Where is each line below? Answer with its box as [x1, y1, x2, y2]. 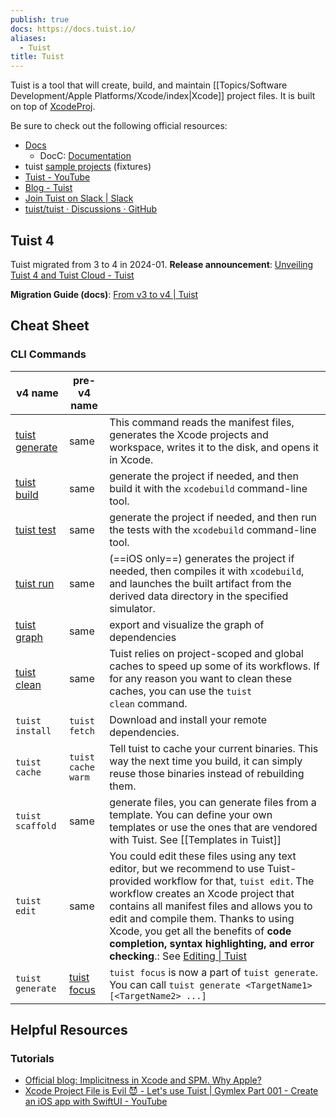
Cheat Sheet [10, 317, 90, 335]
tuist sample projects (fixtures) [24, 161, 152, 173]
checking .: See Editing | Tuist [109, 949, 247, 963]
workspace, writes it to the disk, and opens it [109, 440, 320, 454]
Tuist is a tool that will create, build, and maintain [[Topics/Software [10, 79, 288, 91]
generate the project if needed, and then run [109, 510, 318, 524]
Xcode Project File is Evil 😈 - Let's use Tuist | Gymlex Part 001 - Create [24, 1085, 319, 1097]
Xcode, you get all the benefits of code [109, 924, 292, 938]
